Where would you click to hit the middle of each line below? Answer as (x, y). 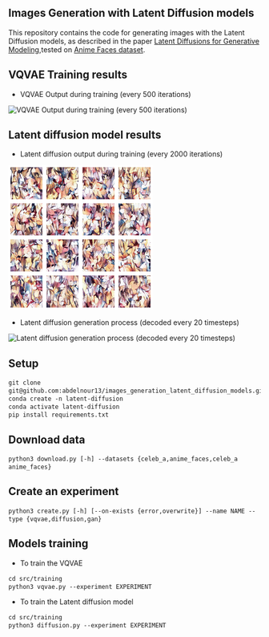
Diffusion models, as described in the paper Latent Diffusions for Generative (134, 41)
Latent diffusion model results (85, 135)
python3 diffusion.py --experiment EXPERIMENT (87, 625)
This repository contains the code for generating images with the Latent (127, 32)
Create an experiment (64, 491)
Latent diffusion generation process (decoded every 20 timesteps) (130, 323)
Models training (48, 544)
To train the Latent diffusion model (76, 602)
